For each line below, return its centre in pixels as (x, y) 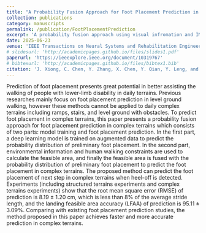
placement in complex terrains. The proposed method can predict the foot (100, 171)
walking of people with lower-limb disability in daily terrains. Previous (94, 93)
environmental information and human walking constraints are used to (95, 151)
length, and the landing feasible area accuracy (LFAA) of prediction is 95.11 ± (103, 204)
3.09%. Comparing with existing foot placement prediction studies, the (96, 210)
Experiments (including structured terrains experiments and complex (93, 184)
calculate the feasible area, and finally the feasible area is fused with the (97, 158)
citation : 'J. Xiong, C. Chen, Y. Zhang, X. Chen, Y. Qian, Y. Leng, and (103, 69)
